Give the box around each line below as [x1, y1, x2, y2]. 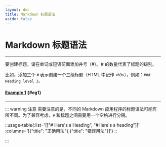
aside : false [5, 16, 32, 21]
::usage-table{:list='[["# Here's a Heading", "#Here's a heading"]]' [5, 122, 140, 128]
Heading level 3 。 [5, 78, 43, 84]
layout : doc [5, 7, 30, 12]
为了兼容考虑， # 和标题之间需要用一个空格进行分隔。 [22, 112, 130, 118]
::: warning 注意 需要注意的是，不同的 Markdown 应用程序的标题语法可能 [5, 106, 153, 112]
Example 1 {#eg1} [5, 90, 41, 96]
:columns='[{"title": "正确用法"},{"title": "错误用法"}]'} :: [5, 128, 117, 134]
